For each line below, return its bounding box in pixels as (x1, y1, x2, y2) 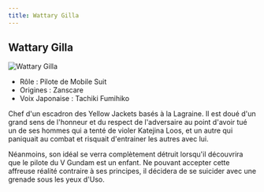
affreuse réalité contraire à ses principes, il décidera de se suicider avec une (8, 167, 257, 176)
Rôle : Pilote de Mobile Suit (19, 77, 107, 87)
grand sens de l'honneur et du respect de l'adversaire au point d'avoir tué (8, 118, 247, 127)
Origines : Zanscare (19, 85, 84, 95)
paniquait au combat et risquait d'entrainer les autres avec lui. (8, 134, 209, 144)
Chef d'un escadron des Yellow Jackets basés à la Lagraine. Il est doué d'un (8, 109, 256, 119)
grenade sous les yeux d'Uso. (8, 175, 105, 184)
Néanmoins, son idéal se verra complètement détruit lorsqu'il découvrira (8, 149, 244, 159)
